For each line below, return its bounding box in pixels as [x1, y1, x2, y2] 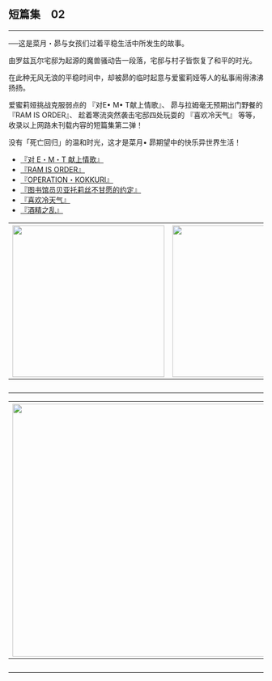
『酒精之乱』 [19, 205, 63, 214]
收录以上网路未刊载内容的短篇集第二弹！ [8, 120, 143, 129]
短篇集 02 [8, 7, 66, 22]
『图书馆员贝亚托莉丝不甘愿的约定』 [19, 184, 142, 194]
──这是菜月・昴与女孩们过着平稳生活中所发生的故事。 [8, 38, 189, 48]
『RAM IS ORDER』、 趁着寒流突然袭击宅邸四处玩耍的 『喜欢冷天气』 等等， [8, 110, 260, 120]
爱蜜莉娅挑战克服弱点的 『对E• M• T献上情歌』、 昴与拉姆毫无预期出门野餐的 [8, 99, 263, 109]
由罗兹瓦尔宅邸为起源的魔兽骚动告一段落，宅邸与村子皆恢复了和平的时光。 [8, 55, 257, 65]
